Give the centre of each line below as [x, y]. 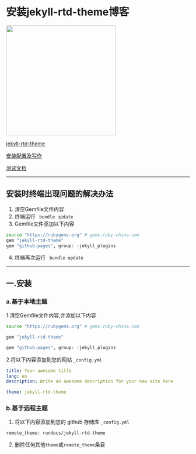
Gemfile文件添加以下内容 [44, 224]
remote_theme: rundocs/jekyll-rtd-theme [56, 433]
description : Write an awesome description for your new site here [90, 381]
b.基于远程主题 [27, 408]
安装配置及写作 [24, 155]
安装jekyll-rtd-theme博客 [68, 12]
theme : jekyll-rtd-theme [36, 392]
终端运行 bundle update [44, 216]
